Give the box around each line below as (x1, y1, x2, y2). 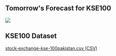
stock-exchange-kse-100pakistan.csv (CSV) (5, 45, 97, 51)
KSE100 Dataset (5, 32, 57, 40)
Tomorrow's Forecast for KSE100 (5, 4, 111, 13)
